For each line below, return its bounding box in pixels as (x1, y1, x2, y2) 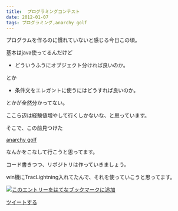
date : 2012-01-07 (6, 14, 49, 20)
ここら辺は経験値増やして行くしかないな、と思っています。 (6, 112, 150, 119)
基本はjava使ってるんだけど (6, 49, 73, 56)
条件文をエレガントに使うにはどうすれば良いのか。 (14, 87, 139, 94)
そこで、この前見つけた (6, 125, 63, 132)
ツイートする (6, 199, 37, 206)
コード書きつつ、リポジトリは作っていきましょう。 (6, 161, 130, 168)
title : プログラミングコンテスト (6, 8, 80, 15)
